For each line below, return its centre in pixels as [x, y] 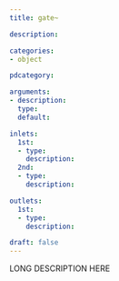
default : [34, 117]
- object [26, 59]
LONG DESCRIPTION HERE [60, 268]
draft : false [34, 243]
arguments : [30, 92]
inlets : [24, 134]
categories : [32, 51]
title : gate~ [34, 18]
